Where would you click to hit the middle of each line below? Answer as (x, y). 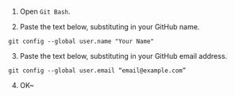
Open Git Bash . (45, 12)
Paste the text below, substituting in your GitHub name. (110, 27)
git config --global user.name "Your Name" (81, 41)
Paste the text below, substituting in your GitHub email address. (123, 56)
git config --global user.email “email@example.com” (97, 71)
